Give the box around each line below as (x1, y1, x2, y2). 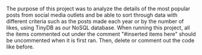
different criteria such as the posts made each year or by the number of (6, 18, 184, 25)
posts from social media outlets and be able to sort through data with (6, 11, 178, 19)
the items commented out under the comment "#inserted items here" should (6, 30, 196, 38)
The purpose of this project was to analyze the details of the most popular (6, 5, 191, 12)
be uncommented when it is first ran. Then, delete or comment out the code (6, 37, 195, 44)
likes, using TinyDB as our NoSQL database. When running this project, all (6, 24, 190, 31)
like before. (6, 43, 34, 50)
